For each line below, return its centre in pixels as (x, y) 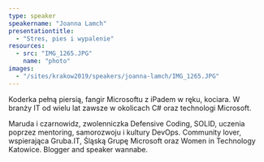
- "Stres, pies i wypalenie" (65, 38)
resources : (27, 46)
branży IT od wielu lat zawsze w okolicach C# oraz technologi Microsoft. (130, 108)
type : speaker (32, 16)
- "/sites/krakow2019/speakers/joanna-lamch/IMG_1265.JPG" (118, 76)
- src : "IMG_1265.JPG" (54, 53)
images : (22, 69)
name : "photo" (47, 62)
